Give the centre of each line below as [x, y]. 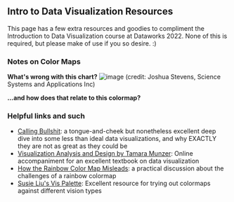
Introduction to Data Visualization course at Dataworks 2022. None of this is [117, 36]
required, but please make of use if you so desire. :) [82, 43]
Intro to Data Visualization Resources [90, 12]
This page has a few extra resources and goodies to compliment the [106, 28]
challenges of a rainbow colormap [67, 176]
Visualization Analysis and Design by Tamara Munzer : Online [105, 154]
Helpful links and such [46, 116]
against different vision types [59, 191]
